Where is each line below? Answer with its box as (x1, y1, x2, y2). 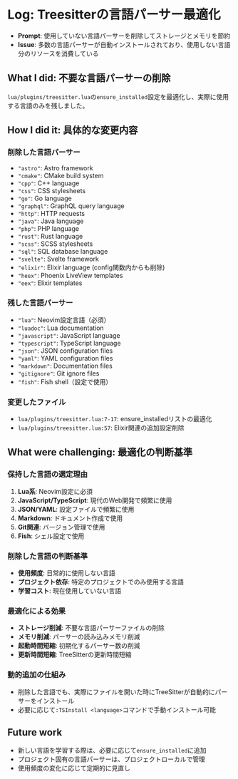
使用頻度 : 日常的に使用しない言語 (17, 569, 115, 577)
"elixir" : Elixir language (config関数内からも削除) (17, 263, 165, 272)
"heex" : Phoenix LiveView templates (17, 272, 123, 280)
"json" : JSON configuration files (17, 346, 113, 355)
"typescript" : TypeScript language (17, 339, 121, 347)
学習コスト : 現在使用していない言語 (17, 587, 122, 595)
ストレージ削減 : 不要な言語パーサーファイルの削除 (17, 624, 165, 632)
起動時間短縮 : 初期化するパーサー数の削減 (17, 641, 140, 650)
